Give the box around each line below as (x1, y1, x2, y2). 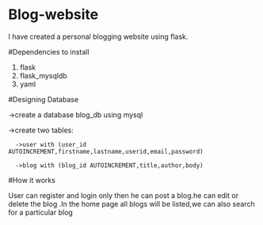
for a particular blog (8, 208, 73, 217)
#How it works (8, 175, 55, 185)
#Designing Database (8, 94, 79, 104)
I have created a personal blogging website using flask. (8, 32, 189, 41)
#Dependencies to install (8, 47, 90, 56)
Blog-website (8, 6, 99, 24)
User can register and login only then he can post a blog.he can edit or (8, 190, 239, 200)
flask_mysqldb (19, 71, 67, 80)
